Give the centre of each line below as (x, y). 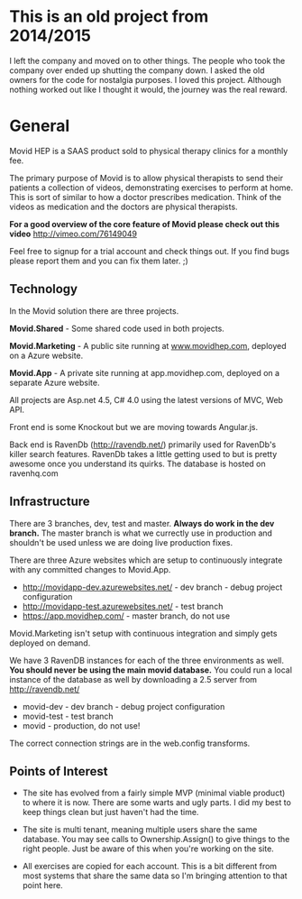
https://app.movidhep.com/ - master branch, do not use (126, 616)
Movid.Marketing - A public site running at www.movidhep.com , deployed (148, 345)
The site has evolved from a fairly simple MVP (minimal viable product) (154, 793)
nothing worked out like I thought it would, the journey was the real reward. (149, 89)
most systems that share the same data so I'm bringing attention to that (155, 876)
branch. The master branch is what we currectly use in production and (141, 533)
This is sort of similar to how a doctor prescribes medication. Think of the (146, 197)
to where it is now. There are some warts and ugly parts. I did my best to (156, 803)
